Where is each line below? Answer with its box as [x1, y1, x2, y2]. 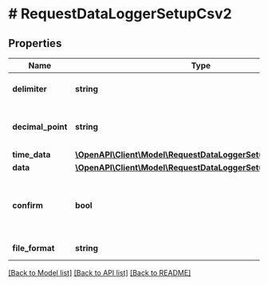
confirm [12, 200, 44, 211]
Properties [8, 37, 62, 50]
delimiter [12, 84, 47, 94]
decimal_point [12, 121, 68, 132]
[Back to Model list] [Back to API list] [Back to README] [8, 268, 191, 277]
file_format [12, 243, 55, 253]
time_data [12, 149, 51, 160]
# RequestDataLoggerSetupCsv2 [8, 5, 233, 23]
